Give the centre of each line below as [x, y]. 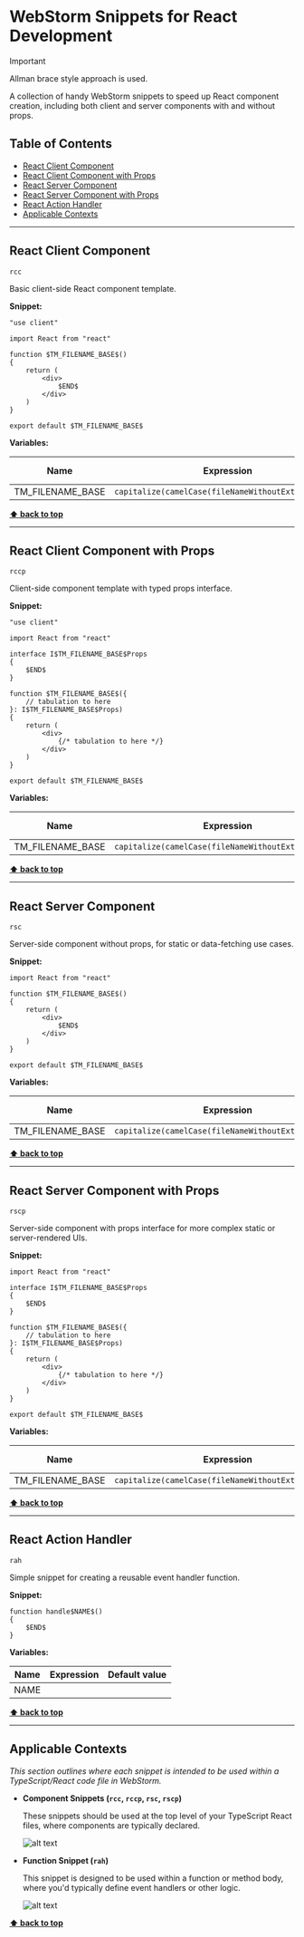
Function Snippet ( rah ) [65, 1860]
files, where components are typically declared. [111, 1825]
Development [61, 36]
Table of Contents [61, 144]
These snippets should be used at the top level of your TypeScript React [157, 1816]
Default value [137, 1674]
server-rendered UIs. [48, 1238]
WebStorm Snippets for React [123, 17]
